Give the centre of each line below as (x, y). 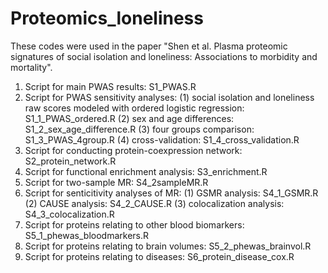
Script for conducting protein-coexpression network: (133, 150)
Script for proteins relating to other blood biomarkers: (134, 224)
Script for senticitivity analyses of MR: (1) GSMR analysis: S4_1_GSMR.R (171, 193)
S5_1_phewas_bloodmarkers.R (87, 235)
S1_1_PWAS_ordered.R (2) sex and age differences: (129, 118)
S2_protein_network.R (70, 161)
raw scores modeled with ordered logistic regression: (134, 108)
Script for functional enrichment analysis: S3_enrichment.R (146, 171)
